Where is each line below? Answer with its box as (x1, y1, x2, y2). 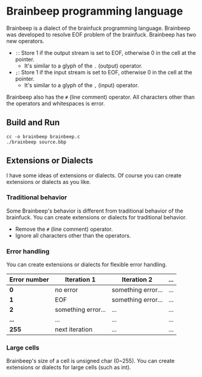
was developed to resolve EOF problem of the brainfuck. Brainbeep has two (6, 30, 197, 38)
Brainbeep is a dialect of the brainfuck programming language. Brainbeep (6, 24, 190, 32)
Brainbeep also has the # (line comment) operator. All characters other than (6, 93, 195, 100)
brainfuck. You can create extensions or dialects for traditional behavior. (6, 213, 187, 220)
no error (54, 286, 78, 294)
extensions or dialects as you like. (6, 178, 91, 185)
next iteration (54, 325, 93, 334)
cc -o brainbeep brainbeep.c (6, 133, 80, 139)
